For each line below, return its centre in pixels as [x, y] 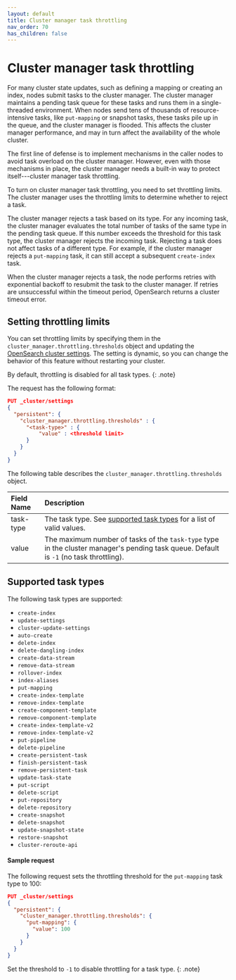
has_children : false [38, 33]
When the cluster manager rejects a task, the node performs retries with [112, 277]
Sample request [31, 860]
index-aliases [38, 680]
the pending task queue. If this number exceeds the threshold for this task [114, 234]
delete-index [37, 643]
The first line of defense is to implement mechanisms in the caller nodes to [115, 154]
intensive [20, 118]
